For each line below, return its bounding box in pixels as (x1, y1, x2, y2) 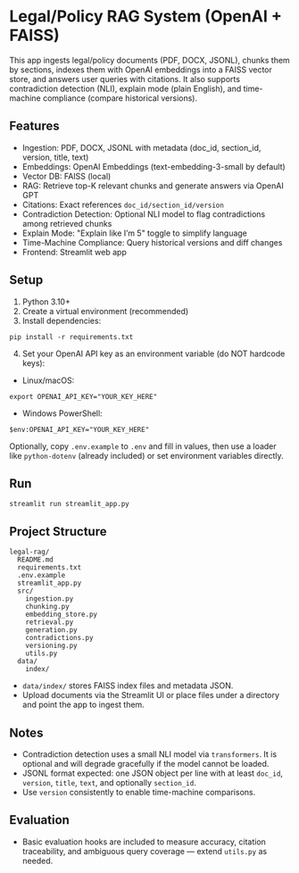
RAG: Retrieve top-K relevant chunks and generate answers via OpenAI (21, 180, 284, 191)
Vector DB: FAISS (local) (21, 170, 112, 181)
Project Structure (9, 524, 107, 539)
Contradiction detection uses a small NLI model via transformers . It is (21, 749, 278, 760)
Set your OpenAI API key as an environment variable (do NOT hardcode (21, 348, 286, 359)
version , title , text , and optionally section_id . (21, 777, 196, 787)
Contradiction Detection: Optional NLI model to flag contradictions (21, 208, 266, 220)
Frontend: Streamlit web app (21, 246, 127, 257)
